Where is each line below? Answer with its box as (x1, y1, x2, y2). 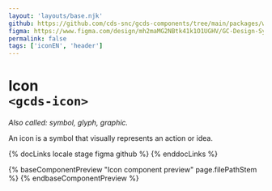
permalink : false (8, 34, 67, 43)
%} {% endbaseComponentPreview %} (8, 173, 139, 183)
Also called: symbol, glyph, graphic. (8, 118, 128, 128)
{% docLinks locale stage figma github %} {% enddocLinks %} (8, 149, 219, 159)
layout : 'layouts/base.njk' (8, 11, 104, 20)
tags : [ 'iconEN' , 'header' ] (8, 42, 104, 50)
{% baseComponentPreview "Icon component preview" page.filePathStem (8, 165, 257, 175)
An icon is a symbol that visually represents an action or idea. (8, 134, 213, 143)
